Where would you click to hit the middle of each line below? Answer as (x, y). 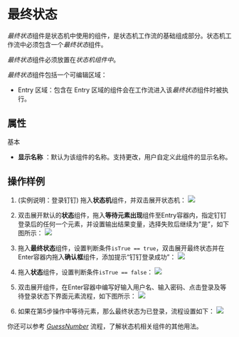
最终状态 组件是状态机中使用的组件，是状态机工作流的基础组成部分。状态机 (116, 36)
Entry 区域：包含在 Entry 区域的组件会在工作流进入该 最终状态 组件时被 (120, 90)
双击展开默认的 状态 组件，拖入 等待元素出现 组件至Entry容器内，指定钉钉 (122, 215)
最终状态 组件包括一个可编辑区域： (57, 75)
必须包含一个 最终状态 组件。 (67, 44)
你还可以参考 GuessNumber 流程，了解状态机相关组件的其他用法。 (105, 326)
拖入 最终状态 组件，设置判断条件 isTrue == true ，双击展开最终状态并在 (121, 248)
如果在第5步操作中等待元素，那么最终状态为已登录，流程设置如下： (116, 311)
